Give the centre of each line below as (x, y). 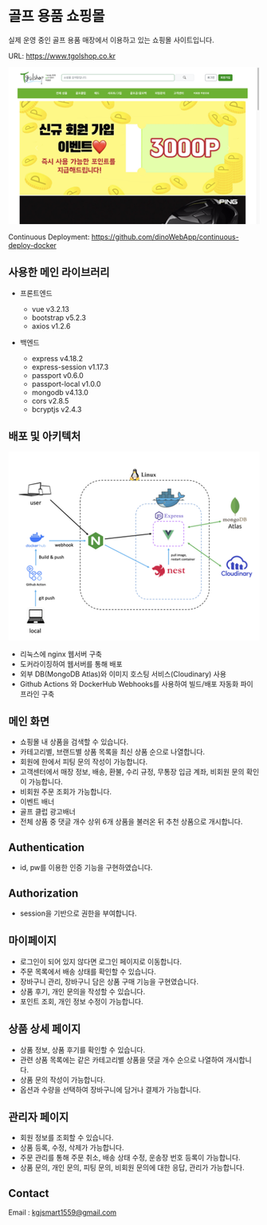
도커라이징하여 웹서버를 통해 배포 (71, 664)
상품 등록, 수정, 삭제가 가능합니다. (72, 1148)
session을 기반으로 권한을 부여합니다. (78, 913)
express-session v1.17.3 (70, 367)
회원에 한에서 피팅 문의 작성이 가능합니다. (84, 762)
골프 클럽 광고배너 (47, 812)
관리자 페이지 (39, 1117)
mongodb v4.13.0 (60, 392)
